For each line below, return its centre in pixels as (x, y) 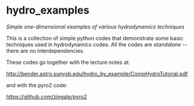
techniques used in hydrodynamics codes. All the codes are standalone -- (97, 44)
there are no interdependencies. (45, 50)
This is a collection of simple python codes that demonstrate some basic (95, 38)
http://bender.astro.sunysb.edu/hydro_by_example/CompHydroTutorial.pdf (97, 73)
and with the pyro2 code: (37, 85)
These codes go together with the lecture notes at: (68, 62)
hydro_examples (48, 10)
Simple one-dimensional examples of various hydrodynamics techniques (96, 27)
